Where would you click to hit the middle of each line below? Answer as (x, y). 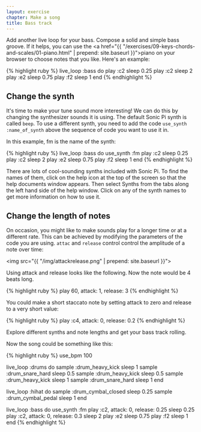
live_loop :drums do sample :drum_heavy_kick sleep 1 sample (82, 367)
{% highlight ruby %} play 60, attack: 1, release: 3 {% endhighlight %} (92, 291)
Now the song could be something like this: (60, 344)
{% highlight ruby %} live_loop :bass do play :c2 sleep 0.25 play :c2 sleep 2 (100, 71)
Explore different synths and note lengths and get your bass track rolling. (96, 332)
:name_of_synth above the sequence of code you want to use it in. (88, 130)
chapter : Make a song (33, 17)
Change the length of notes (58, 216)
